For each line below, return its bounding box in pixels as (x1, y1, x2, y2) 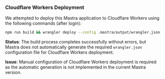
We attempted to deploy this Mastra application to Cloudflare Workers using (5, 15, 160, 21)
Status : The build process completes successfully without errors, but (5, 39, 147, 45)
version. (5, 70, 22, 76)
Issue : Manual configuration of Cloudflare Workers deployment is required (5, 59, 157, 65)
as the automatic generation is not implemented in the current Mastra (5, 64, 146, 70)
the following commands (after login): (5, 20, 82, 26)
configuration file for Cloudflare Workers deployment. (5, 49, 114, 55)
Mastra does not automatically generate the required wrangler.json (5, 44, 142, 50)
